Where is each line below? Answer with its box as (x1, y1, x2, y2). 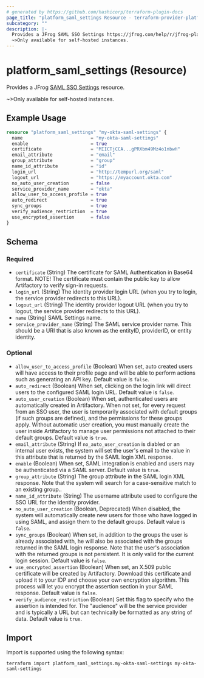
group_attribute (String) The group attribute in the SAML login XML (15, 473, 185, 480)
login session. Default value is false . (15, 557, 107, 564)
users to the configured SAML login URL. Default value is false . (15, 388, 174, 396)
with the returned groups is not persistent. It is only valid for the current (15, 550, 194, 557)
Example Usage (6, 113, 67, 124)
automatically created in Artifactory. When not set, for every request (15, 401, 186, 409)
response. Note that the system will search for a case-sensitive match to (15, 479, 197, 486)
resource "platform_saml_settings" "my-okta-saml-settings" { (6, 129, 167, 135)
